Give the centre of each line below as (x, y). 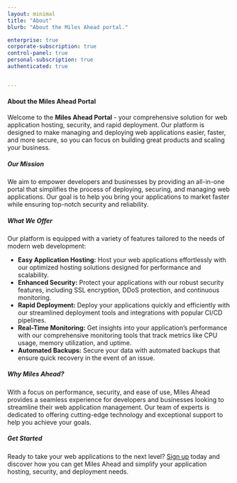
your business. (29, 147)
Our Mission (26, 163)
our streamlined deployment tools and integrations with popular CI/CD (120, 313)
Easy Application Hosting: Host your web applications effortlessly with (122, 259)
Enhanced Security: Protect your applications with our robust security (121, 282)
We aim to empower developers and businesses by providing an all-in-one (116, 181)
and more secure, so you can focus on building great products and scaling (116, 140)
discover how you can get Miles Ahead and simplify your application (107, 464)
